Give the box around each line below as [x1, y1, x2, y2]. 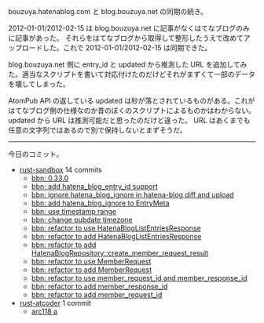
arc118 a [31, 307, 57, 316]
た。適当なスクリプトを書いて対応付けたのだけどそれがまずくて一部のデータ [8, 70, 255, 78]
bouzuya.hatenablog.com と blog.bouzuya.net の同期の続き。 [8, 7, 208, 16]
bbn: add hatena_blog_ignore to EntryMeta [31, 198, 170, 208]
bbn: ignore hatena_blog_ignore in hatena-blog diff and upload [31, 191, 234, 199]
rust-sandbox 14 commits [19, 165, 102, 174]
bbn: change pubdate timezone [31, 215, 134, 224]
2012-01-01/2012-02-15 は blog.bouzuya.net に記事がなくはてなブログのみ [8, 24, 250, 33]
